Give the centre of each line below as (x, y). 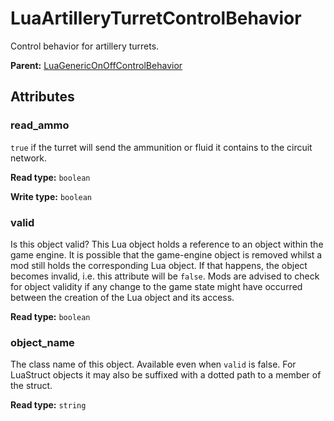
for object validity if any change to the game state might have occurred (156, 286)
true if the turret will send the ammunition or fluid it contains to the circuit (161, 147)
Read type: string (48, 405)
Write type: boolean (51, 196)
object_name (42, 342)
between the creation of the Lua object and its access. (122, 297)
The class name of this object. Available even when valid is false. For (153, 364)
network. (29, 158)
